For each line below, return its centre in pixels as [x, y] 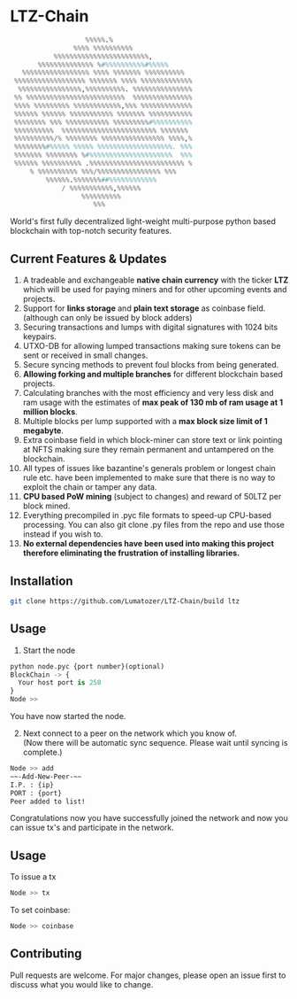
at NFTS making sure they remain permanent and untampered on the [148, 450]
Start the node [49, 650]
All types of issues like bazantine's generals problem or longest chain [149, 469]
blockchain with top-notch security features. [91, 231]
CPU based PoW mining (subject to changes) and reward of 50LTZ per [152, 497]
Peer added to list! [48, 802]
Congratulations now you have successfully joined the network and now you [149, 818]
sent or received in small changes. [85, 355]
